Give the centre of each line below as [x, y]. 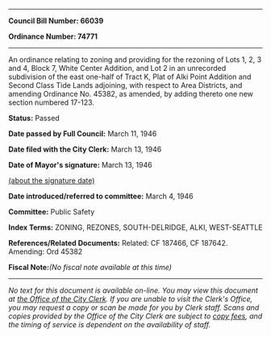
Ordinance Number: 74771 [53, 36]
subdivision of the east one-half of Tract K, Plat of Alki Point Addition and [130, 77]
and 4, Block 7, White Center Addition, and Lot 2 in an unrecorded [117, 68]
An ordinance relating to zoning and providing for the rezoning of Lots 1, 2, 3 [135, 60]
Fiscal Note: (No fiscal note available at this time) [90, 267]
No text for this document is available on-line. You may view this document [133, 290]
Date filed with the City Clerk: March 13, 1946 [85, 149]
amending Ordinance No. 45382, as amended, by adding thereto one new [131, 94]
